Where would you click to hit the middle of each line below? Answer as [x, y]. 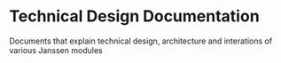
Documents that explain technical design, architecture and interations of [141, 41]
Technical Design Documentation [134, 16]
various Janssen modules [56, 50]
